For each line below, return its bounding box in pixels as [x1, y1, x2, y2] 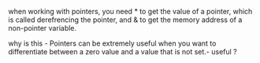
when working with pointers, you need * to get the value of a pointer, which [8, 7, 253, 16]
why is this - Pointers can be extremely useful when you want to [8, 39, 217, 48]
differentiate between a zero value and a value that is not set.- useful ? [8, 47, 238, 56]
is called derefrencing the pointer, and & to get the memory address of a [8, 15, 243, 24]
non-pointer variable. [8, 24, 77, 32]
